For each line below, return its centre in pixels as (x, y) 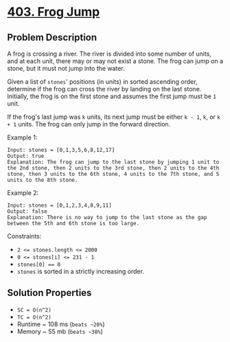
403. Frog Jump (54, 12)
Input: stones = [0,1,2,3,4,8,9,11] (59, 205)
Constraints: (24, 236)
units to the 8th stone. (43, 180)
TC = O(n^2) (34, 317)
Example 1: (22, 137)
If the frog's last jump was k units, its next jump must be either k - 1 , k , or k (114, 117)
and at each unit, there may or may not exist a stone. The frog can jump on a (115, 61)
